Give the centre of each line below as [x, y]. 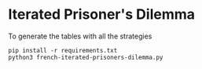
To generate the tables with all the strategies [80, 36]
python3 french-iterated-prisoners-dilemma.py [86, 57]
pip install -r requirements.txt [63, 50]
